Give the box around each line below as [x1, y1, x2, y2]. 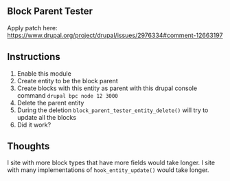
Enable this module [16, 69, 72, 78]
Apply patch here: [7, 23, 58, 32]
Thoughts [7, 140, 50, 152]
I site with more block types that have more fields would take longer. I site [7, 158, 215, 167]
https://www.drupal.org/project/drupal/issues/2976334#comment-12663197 [7, 31, 223, 39]
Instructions [7, 51, 60, 63]
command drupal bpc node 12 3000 [16, 91, 119, 99]
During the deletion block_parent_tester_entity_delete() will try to [16, 106, 209, 114]
